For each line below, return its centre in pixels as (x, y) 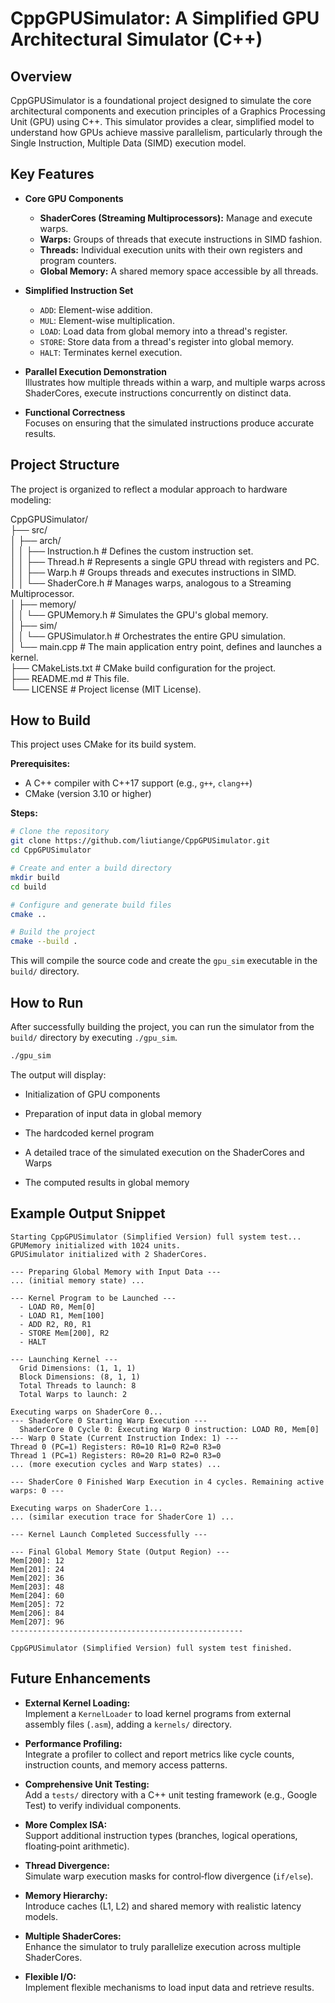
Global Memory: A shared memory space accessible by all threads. (179, 271)
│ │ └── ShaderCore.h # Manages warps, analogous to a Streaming (151, 583)
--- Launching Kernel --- (64, 1359)
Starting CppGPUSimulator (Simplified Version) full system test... (156, 1237)
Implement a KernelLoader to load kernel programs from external (158, 1713)
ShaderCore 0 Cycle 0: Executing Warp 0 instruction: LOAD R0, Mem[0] (169, 1429)
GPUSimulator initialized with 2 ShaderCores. (109, 1254)
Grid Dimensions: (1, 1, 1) (78, 1368)
